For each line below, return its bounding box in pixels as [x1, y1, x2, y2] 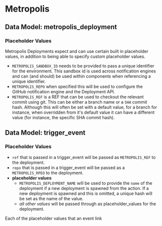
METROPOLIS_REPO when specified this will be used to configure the [12, 84, 143, 89]
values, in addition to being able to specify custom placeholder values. [5, 53, 146, 59]
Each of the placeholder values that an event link [5, 215, 103, 221]
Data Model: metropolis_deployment [5, 23, 117, 31]
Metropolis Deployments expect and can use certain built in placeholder [5, 48, 148, 54]
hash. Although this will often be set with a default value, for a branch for [12, 104, 157, 110]
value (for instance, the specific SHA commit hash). [12, 114, 115, 120]
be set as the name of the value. [19, 195, 84, 201]
